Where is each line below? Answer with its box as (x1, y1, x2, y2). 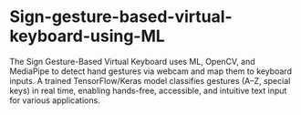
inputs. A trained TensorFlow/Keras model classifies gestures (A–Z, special (9, 75, 291, 86)
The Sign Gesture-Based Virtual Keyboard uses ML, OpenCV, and (9, 56, 255, 67)
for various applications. (9, 94, 100, 106)
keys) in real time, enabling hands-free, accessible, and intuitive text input (9, 85, 287, 96)
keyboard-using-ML (9, 26, 166, 47)
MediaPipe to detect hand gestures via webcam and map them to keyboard (9, 66, 292, 77)
